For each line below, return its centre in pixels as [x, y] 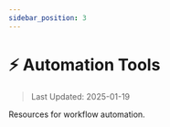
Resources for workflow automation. [77, 114]
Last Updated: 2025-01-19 [80, 96]
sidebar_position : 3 [48, 18]
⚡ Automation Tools [85, 64]
